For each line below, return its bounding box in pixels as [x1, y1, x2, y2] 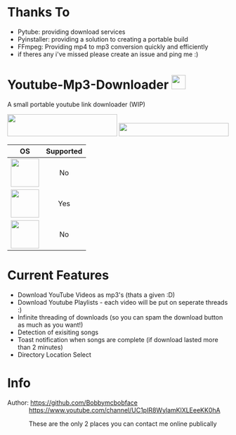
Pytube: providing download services [17, 27, 126, 36]
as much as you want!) [17, 320, 84, 329]
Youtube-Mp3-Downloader [7, 77, 169, 93]
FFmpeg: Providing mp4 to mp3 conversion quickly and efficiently [17, 42, 209, 51]
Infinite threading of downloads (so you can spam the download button [17, 313, 223, 321]
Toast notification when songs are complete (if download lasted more [17, 335, 219, 343]
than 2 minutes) [17, 343, 63, 351]
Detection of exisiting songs [17, 328, 99, 336]
